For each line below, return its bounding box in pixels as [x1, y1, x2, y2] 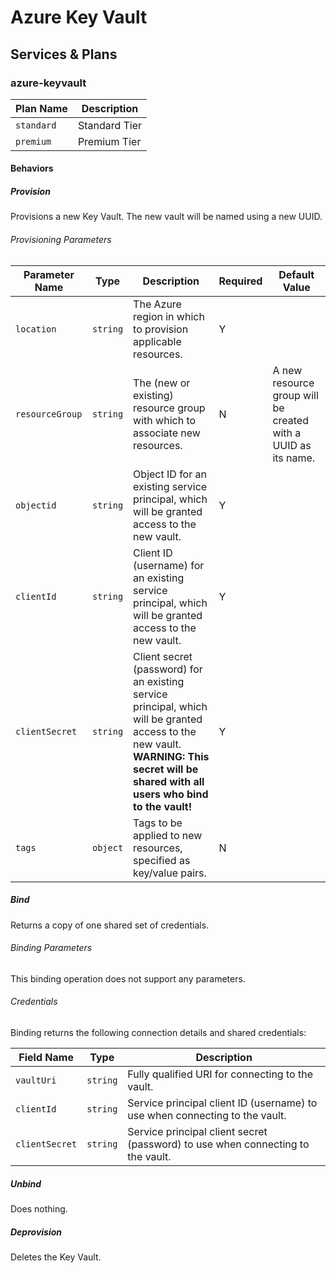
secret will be [133, 762, 199, 776]
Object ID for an [133, 467, 207, 481]
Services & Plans [10, 46, 118, 63]
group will [272, 388, 319, 402]
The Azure [133, 297, 182, 311]
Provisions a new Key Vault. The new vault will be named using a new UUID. [10, 211, 323, 223]
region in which [133, 309, 205, 323]
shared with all [133, 774, 205, 788]
